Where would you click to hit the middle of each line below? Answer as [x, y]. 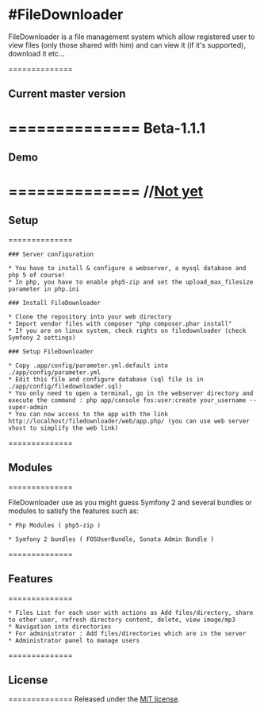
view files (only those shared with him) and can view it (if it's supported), [127, 44]
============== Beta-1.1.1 [107, 128]
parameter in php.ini [44, 289]
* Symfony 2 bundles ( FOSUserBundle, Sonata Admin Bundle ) [111, 539]
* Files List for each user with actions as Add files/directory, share [131, 612]
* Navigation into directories [60, 626]
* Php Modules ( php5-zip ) [55, 525]
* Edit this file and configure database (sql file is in [106, 379]
